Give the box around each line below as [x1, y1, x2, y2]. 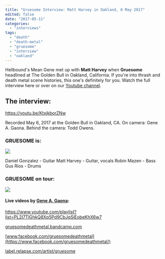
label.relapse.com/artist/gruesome [5, 248, 76, 254]
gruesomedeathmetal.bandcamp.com [5, 223, 82, 229]
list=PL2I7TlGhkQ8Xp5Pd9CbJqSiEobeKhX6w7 [5, 214, 102, 220]
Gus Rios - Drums [5, 163, 41, 169]
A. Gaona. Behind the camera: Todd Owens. [5, 125, 95, 131]
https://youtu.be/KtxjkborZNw [5, 110, 66, 116]
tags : [5, 30, 16, 35]
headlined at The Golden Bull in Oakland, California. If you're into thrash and [5, 72, 161, 78]
